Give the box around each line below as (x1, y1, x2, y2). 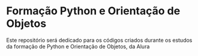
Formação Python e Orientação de (6, 4, 181, 18)
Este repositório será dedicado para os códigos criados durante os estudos (6, 36, 193, 43)
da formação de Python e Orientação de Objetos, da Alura (6, 43, 150, 50)
